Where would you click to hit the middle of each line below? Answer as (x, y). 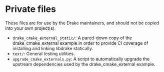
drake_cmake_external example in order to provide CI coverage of (80, 43)
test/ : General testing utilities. (43, 54)
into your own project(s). (30, 28)
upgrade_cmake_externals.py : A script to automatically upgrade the (81, 59)
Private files (31, 9)
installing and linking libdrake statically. (53, 48)
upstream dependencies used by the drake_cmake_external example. (84, 64)
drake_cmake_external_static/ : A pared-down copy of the (72, 38)
